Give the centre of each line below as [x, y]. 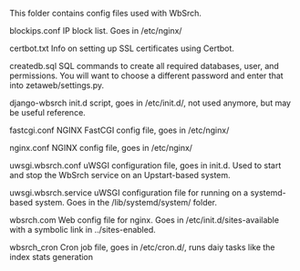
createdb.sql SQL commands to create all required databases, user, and [145, 66]
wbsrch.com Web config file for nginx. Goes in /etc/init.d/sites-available [145, 220]
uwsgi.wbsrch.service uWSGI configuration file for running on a [129, 193]
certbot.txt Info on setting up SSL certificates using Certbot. [122, 48]
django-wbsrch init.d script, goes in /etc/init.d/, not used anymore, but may [150, 103]
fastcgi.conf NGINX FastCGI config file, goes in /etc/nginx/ [119, 130]
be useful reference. [48, 112]
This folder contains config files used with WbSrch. [106, 13]
